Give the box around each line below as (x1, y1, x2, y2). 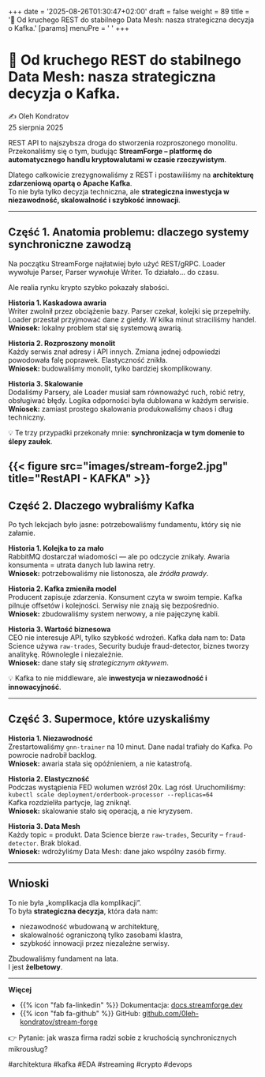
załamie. (8, 528, 35, 537)
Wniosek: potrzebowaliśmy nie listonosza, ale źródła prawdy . (8, 568, 209, 578)
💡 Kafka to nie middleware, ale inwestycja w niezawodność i (8, 673, 207, 683)
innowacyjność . (8, 682, 62, 691)
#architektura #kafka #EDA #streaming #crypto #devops (8, 1059, 192, 1069)
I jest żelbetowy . (8, 962, 63, 971)
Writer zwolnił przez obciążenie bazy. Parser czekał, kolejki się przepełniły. (8, 306, 251, 315)
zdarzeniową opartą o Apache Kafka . (8, 178, 132, 188)
